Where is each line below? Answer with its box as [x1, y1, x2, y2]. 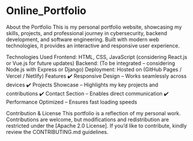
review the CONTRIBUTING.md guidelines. [6, 128, 109, 135]
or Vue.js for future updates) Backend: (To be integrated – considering [6, 60, 175, 67]
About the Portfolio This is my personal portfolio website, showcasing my [6, 23, 182, 30]
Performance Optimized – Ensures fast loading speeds [6, 98, 137, 105]
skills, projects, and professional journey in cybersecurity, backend [6, 29, 168, 36]
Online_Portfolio [6, 4, 87, 18]
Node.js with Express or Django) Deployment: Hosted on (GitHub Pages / [6, 66, 182, 73]
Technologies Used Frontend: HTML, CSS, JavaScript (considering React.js [6, 53, 188, 60]
